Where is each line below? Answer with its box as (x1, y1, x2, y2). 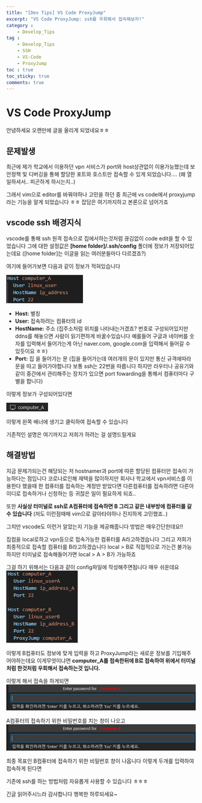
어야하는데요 (6, 657, 36, 664)
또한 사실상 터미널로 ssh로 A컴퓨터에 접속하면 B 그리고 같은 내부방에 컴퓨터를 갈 (6, 502, 192, 510)
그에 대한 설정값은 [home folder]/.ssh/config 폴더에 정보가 (26, 242, 169, 249)
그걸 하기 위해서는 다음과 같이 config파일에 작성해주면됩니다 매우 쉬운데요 (6, 563, 179, 570)
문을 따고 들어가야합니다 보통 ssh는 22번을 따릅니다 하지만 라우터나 (14, 362, 173, 370)
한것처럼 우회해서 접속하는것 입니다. (17, 664, 100, 671)
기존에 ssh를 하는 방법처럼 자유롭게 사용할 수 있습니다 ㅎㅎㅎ (6, 778, 148, 785)
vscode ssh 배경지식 (6, 218, 82, 228)
